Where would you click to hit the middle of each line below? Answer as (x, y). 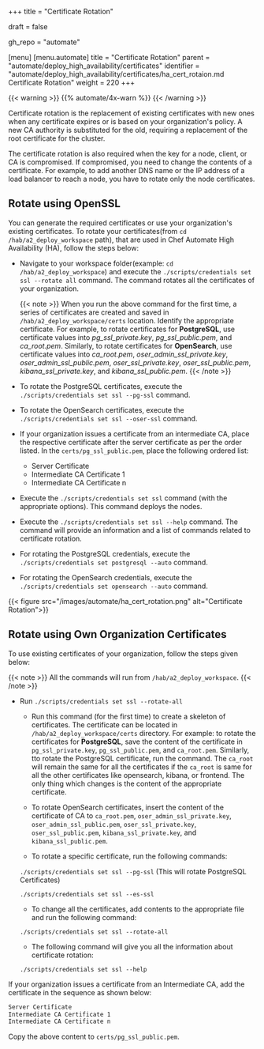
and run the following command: (84, 917)
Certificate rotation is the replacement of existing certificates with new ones (131, 113)
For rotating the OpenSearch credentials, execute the (106, 577)
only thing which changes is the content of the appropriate (126, 783)
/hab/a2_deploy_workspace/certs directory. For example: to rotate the (143, 733)
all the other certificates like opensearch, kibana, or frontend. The (138, 775)
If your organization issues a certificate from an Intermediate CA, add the (126, 984)
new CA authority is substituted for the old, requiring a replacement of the (128, 130)
